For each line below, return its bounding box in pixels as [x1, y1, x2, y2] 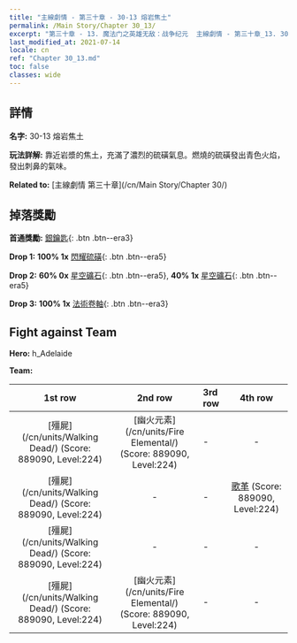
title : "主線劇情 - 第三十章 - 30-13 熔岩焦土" [9, 12, 172, 22]
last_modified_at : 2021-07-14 [9, 37, 121, 47]
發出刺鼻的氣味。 [9, 160, 72, 171]
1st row [43, 392, 77, 404]
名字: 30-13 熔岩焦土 [9, 130, 84, 142]
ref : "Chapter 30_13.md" [9, 54, 101, 63]
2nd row [136, 392, 173, 404]
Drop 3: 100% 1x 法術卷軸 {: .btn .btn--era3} [9, 298, 169, 310]
